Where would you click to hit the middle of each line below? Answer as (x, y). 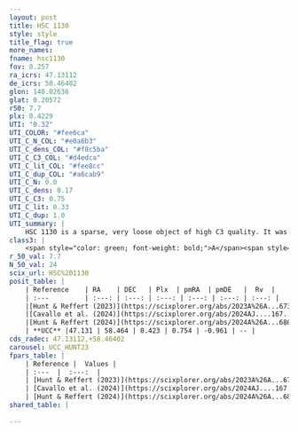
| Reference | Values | (71, 364)
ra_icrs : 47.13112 (43, 75)
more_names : (31, 51)
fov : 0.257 (29, 67)
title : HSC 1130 (39, 26)
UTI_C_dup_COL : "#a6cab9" (57, 174)
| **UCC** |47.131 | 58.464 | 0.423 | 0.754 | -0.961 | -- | (140, 331)
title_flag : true (41, 42)
